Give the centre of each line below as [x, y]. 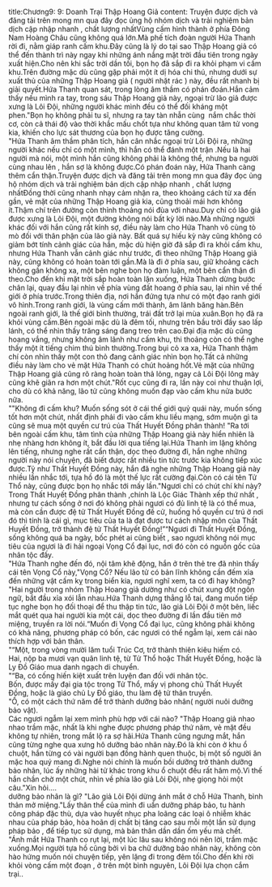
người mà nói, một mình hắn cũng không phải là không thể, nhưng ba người [134, 158]
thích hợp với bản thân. [47, 641]
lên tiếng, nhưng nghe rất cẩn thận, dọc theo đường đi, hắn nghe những [128, 451]
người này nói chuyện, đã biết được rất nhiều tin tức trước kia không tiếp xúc [136, 460]
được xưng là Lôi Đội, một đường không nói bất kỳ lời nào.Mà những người [132, 219]
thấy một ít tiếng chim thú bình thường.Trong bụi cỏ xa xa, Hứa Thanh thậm [133, 348]
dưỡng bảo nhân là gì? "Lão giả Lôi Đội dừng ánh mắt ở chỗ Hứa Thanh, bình [136, 796]
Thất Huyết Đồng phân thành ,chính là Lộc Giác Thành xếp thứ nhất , [144, 495]
